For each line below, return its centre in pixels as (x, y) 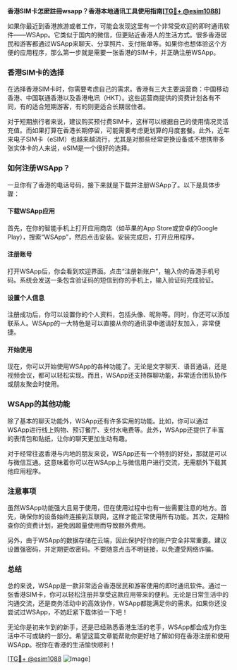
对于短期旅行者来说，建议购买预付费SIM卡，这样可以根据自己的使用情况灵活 (118, 122)
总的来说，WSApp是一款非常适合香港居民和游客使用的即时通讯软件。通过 (114, 586)
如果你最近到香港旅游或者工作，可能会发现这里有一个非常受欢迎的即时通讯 (115, 26)
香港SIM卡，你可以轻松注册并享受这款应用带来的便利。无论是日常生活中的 (121, 595)
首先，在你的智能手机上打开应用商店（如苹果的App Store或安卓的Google (113, 228)
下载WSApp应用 (31, 211)
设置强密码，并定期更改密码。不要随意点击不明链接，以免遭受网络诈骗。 (112, 549)
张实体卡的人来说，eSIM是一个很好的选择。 (71, 148)
